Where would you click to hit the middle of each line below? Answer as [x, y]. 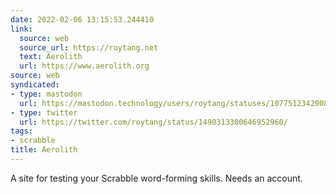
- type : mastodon [46, 94]
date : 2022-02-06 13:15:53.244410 [82, 19]
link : [21, 29]
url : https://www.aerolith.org [84, 66]
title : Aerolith [44, 150]
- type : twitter [44, 112]
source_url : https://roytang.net [89, 47]
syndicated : [35, 85]
